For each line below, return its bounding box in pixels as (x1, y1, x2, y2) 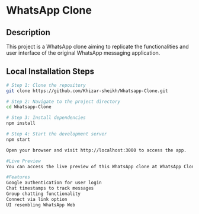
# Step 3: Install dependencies (6, 115, 86, 121)
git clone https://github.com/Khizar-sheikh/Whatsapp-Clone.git (6, 87, 168, 94)
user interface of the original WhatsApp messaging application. (6, 49, 161, 56)
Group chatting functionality (6, 191, 81, 197)
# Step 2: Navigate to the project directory (6, 99, 120, 105)
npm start (6, 136, 31, 143)
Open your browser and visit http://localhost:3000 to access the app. (6, 147, 187, 153)
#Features (6, 174, 31, 180)
